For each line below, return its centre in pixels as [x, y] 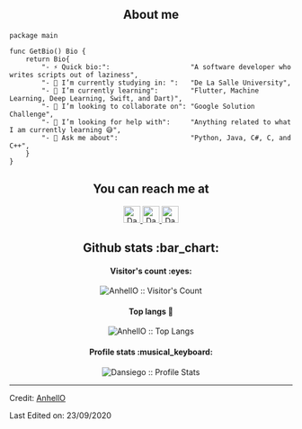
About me [151, 15]
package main [34, 35]
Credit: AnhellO [37, 398]
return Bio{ [48, 59]
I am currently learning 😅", [65, 130]
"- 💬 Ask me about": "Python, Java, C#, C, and [167, 138]
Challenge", [31, 114]
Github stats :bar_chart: [151, 248]
